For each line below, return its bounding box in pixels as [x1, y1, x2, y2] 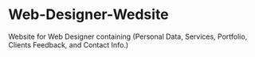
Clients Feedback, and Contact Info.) [8, 40, 129, 49]
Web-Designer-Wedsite [8, 6, 169, 24]
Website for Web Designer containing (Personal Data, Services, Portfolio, [8, 32, 248, 41]
